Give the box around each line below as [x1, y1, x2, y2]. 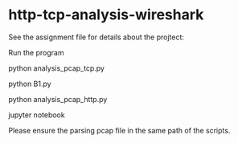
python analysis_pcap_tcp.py [8, 63, 105, 73]
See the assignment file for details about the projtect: [8, 32, 185, 42]
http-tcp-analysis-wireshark [8, 6, 204, 24]
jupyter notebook [8, 110, 66, 120]
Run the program [8, 47, 64, 57]
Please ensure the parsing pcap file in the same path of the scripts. [8, 125, 231, 135]
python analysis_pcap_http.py [8, 94, 108, 104]
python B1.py [8, 79, 51, 88]
